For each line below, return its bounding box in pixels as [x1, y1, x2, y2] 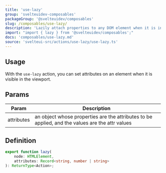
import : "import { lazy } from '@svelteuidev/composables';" [5, 30, 134, 35]
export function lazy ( [5, 149, 52, 155]
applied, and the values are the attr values [34, 120, 132, 127]
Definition [5, 136, 36, 145]
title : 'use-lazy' [5, 7, 43, 12]
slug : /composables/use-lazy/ [5, 21, 68, 26]
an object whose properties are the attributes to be [34, 113, 153, 120]
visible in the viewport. [5, 76, 51, 82]
